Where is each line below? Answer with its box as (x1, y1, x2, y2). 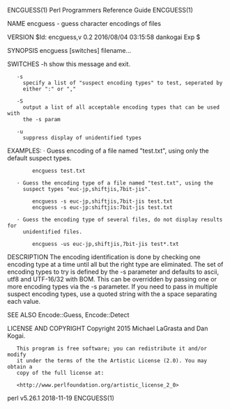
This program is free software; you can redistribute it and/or (16, 345, 208, 352)
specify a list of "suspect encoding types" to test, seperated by (22, 79, 223, 86)
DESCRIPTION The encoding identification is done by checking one (7, 253, 201, 261)
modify (7, 351, 26, 358)
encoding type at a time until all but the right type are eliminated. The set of (7, 261, 224, 268)
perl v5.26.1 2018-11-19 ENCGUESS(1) (7, 394, 115, 402)
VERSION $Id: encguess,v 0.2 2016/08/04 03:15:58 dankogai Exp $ (7, 33, 201, 41)
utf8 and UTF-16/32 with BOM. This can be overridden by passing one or (7, 275, 217, 283)
